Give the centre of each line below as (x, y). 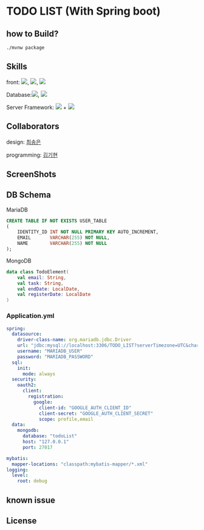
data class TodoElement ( (38, 272)
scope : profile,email (66, 419)
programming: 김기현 (32, 155)
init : (24, 368)
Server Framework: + (36, 107)
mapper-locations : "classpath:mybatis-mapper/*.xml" (80, 464)
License (22, 521)
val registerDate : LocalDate (54, 295)
